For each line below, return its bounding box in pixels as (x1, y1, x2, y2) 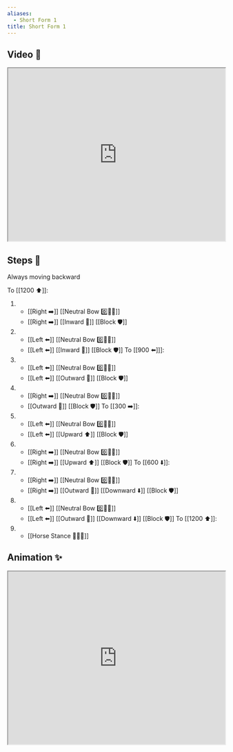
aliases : (7, 10, 32, 17)
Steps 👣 (7, 254, 41, 266)
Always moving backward (7, 273, 81, 281)
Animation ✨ (7, 551, 63, 564)
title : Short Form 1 (7, 23, 67, 30)
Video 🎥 (7, 48, 41, 60)
